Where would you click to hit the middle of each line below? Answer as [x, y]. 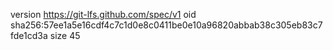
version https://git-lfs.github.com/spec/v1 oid [103, 14]
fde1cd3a [29, 35]
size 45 [65, 35]
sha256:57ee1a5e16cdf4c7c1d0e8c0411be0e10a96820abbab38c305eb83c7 [166, 25]
